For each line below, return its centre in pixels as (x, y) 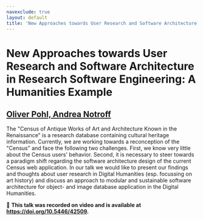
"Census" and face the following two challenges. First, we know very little (98, 148)
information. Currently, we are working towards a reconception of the (93, 142)
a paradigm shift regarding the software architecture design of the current (99, 161)
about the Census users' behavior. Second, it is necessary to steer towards (100, 155)
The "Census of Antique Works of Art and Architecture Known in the (92, 129)
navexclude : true (28, 12)
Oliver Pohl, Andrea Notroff (59, 114)
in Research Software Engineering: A (101, 79)
